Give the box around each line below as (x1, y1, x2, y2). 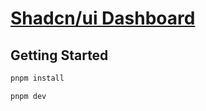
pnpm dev (10, 91, 47, 101)
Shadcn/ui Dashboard (10, 7, 196, 30)
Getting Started (10, 47, 109, 64)
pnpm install (10, 73, 65, 83)
